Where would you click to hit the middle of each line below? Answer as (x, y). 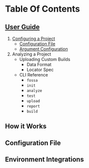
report (33, 106)
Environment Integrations (44, 159)
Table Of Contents (43, 9)
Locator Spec (40, 70)
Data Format (39, 65)
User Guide (22, 27)
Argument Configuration (44, 49)
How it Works (26, 126)
